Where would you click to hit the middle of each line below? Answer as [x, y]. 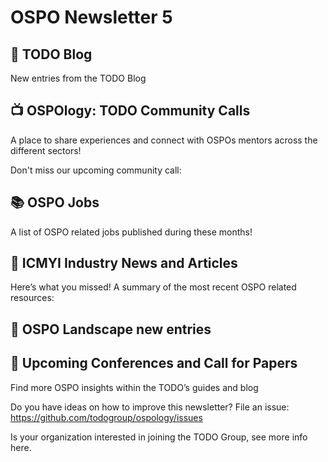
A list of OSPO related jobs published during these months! [131, 232]
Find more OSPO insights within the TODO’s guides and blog [134, 387]
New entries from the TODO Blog [78, 78]
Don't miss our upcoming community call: [96, 170]
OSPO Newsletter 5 [91, 17]
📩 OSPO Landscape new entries [111, 329]
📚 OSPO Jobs [55, 202]
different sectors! [46, 150]
